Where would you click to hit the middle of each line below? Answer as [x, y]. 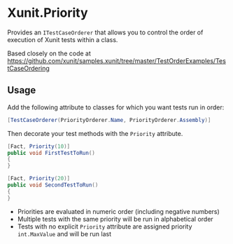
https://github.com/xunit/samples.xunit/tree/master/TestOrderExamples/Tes [116, 60]
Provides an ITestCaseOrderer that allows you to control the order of [105, 32]
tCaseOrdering [29, 68]
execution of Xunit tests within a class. [63, 39]
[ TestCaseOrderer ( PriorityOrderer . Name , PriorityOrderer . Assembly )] [109, 120]
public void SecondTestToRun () [53, 185]
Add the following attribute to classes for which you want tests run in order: [116, 107]
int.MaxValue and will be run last [64, 233]
